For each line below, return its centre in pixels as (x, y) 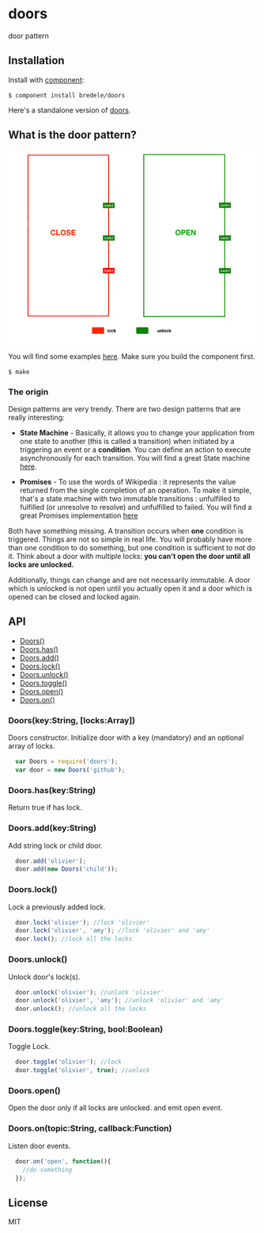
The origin (28, 392)
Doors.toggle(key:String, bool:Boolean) (86, 1029)
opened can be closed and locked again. (74, 597)
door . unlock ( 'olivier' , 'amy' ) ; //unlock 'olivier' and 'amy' (120, 1001)
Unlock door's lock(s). (44, 977)
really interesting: (36, 418)
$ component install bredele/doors (67, 95)
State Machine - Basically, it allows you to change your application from (137, 433)
